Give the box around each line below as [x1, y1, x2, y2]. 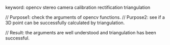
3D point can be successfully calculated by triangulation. [5, 20, 125, 26]
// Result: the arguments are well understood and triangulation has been [5, 30, 157, 35]
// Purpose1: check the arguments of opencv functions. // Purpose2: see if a [5, 14, 165, 20]
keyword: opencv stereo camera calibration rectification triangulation [5, 5, 151, 10]
